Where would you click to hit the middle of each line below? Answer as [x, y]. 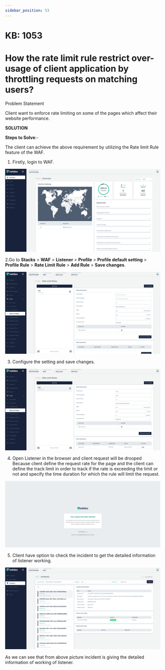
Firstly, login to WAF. [33, 162]
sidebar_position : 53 [27, 10]
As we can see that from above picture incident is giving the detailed [75, 657]
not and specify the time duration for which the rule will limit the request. [86, 474]
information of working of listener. [39, 662]
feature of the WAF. [25, 152]
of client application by [81, 69]
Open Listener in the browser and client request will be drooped [77, 458]
